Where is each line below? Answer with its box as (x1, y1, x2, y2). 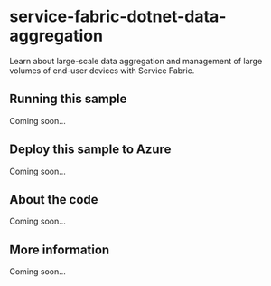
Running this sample (9, 91, 127, 107)
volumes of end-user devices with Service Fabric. (9, 65, 195, 76)
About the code (9, 192, 98, 207)
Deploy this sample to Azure (9, 142, 172, 157)
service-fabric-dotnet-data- (9, 6, 227, 27)
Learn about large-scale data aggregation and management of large (9, 55, 263, 66)
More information (9, 242, 110, 257)
